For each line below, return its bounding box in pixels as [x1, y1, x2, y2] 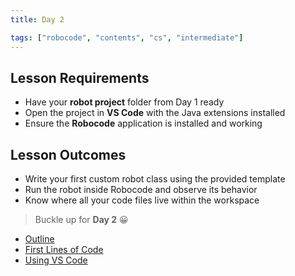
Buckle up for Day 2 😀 [34, 214, 129, 226]
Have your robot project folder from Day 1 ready [24, 96, 225, 108]
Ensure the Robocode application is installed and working [24, 117, 263, 130]
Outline [24, 233, 55, 245]
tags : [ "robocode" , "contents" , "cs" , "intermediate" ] [10, 32, 244, 43]
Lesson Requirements [10, 69, 150, 86]
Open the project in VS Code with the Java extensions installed [24, 107, 286, 119]
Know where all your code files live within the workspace [24, 194, 260, 206]
